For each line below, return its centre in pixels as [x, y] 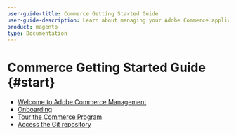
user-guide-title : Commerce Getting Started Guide [83, 14]
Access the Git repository [54, 125]
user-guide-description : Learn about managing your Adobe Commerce [108, 20]
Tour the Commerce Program [60, 117]
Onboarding [35, 110]
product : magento [33, 27]
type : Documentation [38, 33]
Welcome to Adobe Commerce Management [82, 102]
